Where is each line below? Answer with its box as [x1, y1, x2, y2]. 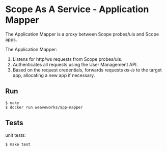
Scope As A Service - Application [5, 4, 149, 15]
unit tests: [5, 132, 26, 138]
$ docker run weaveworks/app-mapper [5, 105, 83, 110]
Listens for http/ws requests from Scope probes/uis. [12, 56, 123, 62]
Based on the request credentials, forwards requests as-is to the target [12, 67, 162, 73]
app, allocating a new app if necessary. [12, 72, 95, 78]
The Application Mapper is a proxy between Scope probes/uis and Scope [5, 31, 159, 37]
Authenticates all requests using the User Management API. [12, 61, 138, 67]
